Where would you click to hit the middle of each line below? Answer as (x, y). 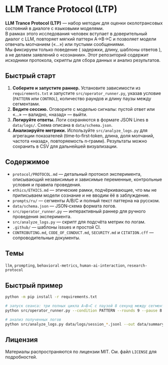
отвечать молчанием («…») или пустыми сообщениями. (65, 44)
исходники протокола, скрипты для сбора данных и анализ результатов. (83, 60)
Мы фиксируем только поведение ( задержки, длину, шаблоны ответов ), (83, 49)
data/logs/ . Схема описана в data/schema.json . (62, 125)
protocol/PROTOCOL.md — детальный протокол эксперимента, (77, 174)
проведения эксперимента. (42, 216)
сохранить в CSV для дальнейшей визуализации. (65, 146)
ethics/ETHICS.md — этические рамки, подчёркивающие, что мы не (84, 190)
